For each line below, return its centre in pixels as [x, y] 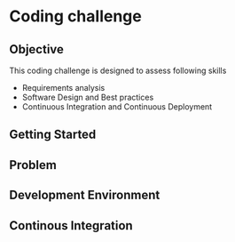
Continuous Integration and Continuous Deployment [117, 107]
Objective [37, 49]
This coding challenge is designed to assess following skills [118, 70]
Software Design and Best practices [88, 97]
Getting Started [53, 135]
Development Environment [85, 195]
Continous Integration [71, 226]
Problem [33, 165]
